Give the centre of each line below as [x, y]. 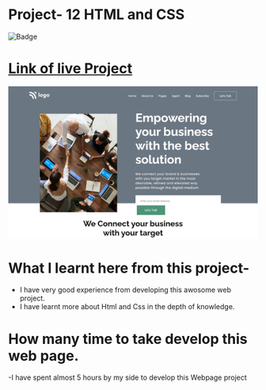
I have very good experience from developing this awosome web [125, 290]
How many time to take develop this [128, 339]
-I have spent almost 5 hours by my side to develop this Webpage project [127, 377]
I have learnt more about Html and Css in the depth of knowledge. [127, 307]
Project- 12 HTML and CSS [97, 15]
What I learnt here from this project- [129, 268]
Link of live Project [70, 69]
